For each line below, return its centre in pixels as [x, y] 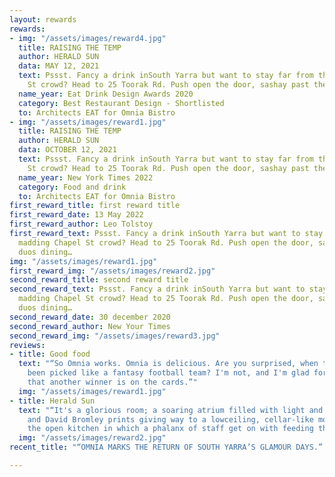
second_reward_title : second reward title [99, 280]
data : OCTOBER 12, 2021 [67, 150]
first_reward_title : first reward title [95, 206]
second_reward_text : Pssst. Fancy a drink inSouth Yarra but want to [157, 289]
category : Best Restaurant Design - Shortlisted [121, 103]
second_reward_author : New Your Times [90, 326]
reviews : [27, 345]
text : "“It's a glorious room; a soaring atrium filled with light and [171, 410]
